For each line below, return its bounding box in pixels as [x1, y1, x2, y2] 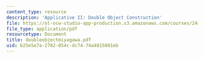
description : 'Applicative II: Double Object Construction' [6, 14, 163, 21]
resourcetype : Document [6, 31, 67, 37]
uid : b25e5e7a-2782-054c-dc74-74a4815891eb [6, 43, 119, 49]
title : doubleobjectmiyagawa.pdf [6, 37, 92, 43]
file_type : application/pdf [6, 25, 78, 32]
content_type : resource [6, 8, 67, 15]
